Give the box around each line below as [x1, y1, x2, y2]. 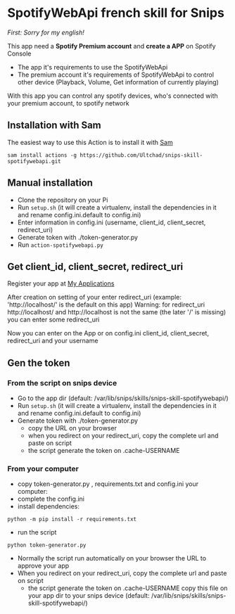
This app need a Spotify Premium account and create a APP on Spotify [7, 41, 216, 50]
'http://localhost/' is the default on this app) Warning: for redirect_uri [7, 300, 205, 309]
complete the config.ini [17, 494, 84, 504]
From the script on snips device [7, 378, 118, 388]
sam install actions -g [7, 151, 77, 159]
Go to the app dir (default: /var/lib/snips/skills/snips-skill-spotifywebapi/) [17, 394, 229, 402]
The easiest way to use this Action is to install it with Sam [7, 138, 174, 146]
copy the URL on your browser [27, 424, 118, 433]
